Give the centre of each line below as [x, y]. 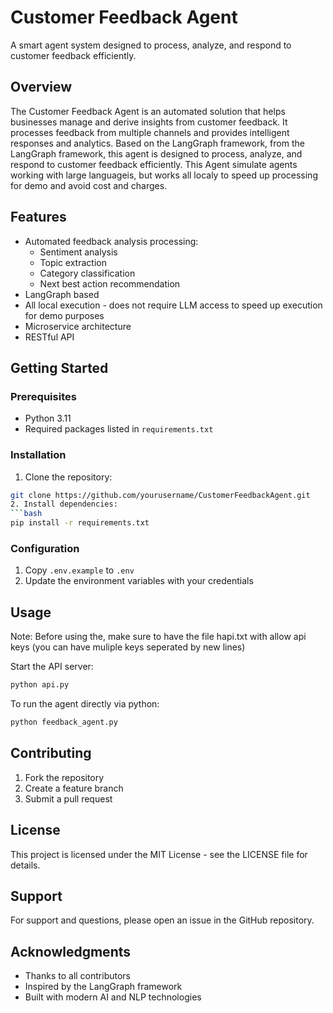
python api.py [40, 685]
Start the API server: [52, 667]
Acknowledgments [71, 951]
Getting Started [59, 367]
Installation [38, 455]
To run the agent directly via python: [85, 704]
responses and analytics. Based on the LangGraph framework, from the [157, 143]
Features [38, 217]
